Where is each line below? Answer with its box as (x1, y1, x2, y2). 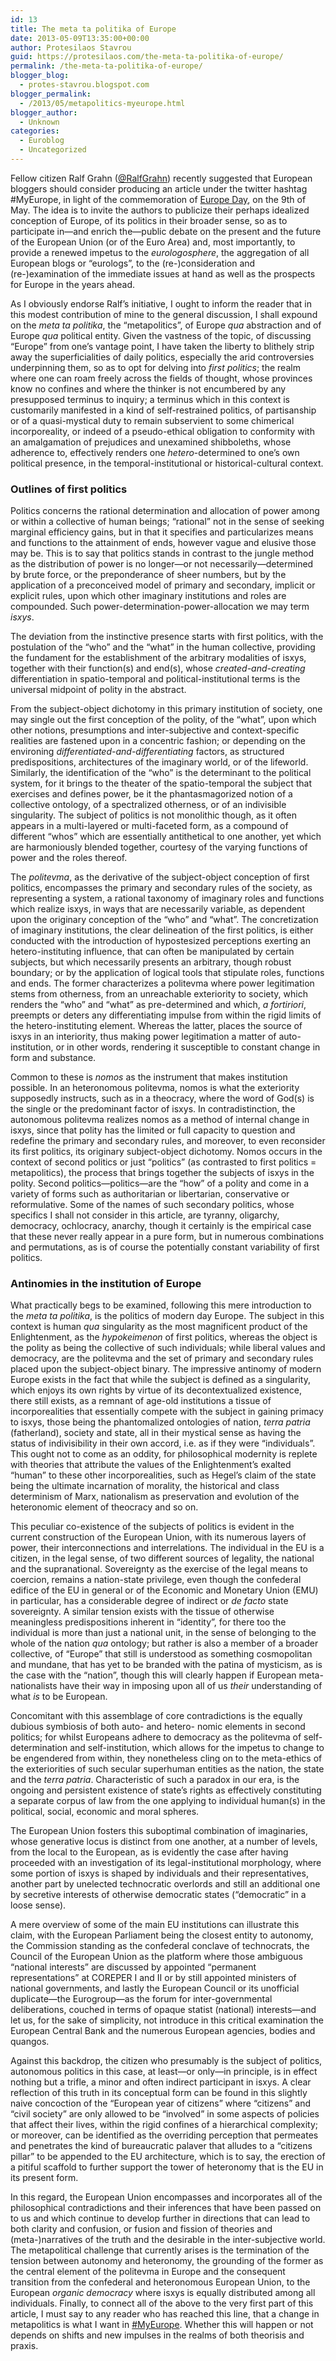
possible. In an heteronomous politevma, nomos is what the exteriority (10, 1082, 300, 1094)
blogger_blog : (10, 71, 70, 81)
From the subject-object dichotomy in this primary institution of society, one (10, 703, 323, 715)
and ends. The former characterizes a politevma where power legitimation (10, 977, 315, 990)
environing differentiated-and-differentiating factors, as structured (10, 746, 285, 758)
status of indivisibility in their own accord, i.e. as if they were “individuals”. (10, 1437, 316, 1450)
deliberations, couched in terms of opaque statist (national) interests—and (10, 2004, 317, 2016)
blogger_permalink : (10, 89, 92, 99)
